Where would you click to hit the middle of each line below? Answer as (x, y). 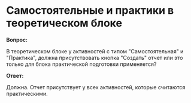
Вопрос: (17, 40)
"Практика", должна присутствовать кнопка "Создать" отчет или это (95, 57)
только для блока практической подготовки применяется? (81, 64)
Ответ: (15, 75)
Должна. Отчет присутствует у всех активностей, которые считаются (96, 87)
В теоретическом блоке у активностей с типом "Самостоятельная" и (95, 51)
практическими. (27, 93)
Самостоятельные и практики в (90, 10)
